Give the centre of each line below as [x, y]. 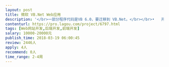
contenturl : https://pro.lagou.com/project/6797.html [63, 24]
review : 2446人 [21, 43]
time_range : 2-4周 [24, 57]
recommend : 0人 [21, 52]
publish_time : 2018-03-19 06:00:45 [43, 38]
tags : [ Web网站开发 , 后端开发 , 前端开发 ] [42, 29]
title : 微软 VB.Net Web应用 [33, 15]
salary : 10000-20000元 [28, 33]
